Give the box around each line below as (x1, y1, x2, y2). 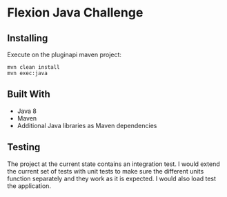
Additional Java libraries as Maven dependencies (17, 121, 157, 129)
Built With (7, 88, 50, 101)
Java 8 (17, 107, 37, 115)
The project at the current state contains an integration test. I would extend (7, 160, 221, 168)
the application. (7, 181, 52, 190)
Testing (7, 141, 41, 153)
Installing (7, 32, 48, 44)
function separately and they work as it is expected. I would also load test (7, 174, 216, 183)
